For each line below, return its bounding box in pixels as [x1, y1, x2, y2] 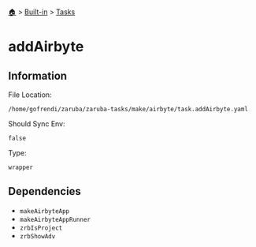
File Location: [8, 90, 53, 99]
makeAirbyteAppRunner [19, 215, 91, 223]
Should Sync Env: [8, 119, 65, 129]
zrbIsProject [19, 224, 63, 232]
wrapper [8, 163, 34, 171]
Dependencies [8, 185, 81, 198]
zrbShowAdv [19, 232, 56, 240]
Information [8, 69, 68, 82]
